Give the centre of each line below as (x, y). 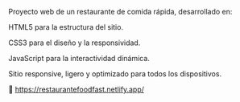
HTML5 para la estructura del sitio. (66, 27)
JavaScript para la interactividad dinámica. (79, 58)
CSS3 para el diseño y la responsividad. (74, 43)
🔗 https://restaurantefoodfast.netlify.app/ (77, 89)
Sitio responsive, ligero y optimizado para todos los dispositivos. (115, 74)
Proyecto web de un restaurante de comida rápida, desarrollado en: (120, 12)
